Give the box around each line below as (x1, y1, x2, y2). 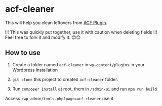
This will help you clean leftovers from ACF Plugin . (5, 20, 108, 26)
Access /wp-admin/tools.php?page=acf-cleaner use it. (5, 95, 115, 101)
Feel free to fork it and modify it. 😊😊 (5, 34, 81, 40)
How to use (5, 49, 40, 57)
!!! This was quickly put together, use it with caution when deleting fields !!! (5, 29, 157, 35)
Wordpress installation (12, 67, 58, 73)
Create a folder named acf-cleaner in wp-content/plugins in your (12, 61, 145, 67)
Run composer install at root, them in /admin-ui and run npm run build (12, 86, 157, 92)
